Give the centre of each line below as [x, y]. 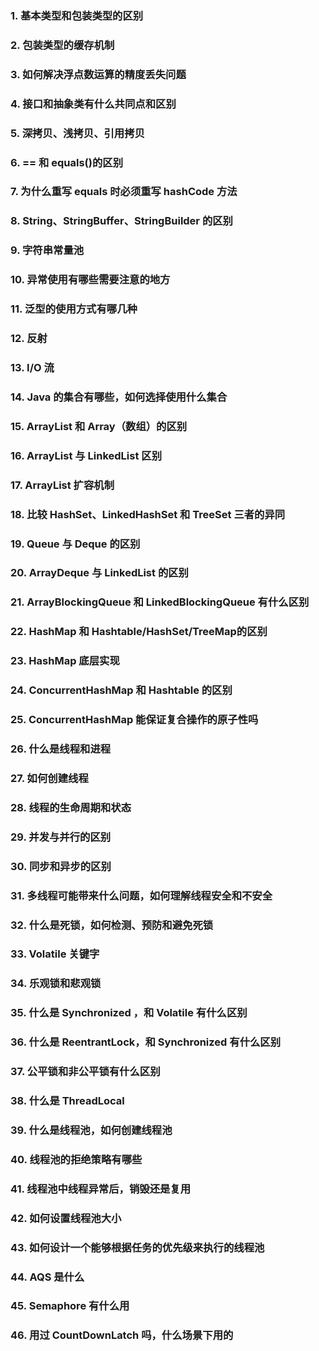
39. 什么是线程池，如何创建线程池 [91, 1130]
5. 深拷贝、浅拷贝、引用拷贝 [77, 133]
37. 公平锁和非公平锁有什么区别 [85, 1072]
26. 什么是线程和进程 [61, 749]
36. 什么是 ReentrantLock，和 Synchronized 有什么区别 [146, 1042]
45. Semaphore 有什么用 [70, 1306]
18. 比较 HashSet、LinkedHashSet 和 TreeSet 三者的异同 [148, 514]
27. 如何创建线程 [49, 778]
